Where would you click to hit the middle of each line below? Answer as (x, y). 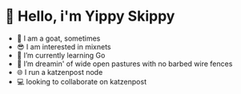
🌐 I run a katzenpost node (60, 72)
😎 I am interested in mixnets (64, 46)
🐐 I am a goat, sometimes (58, 38)
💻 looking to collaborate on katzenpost (82, 81)
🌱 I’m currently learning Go (61, 55)
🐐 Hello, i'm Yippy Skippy (90, 16)
